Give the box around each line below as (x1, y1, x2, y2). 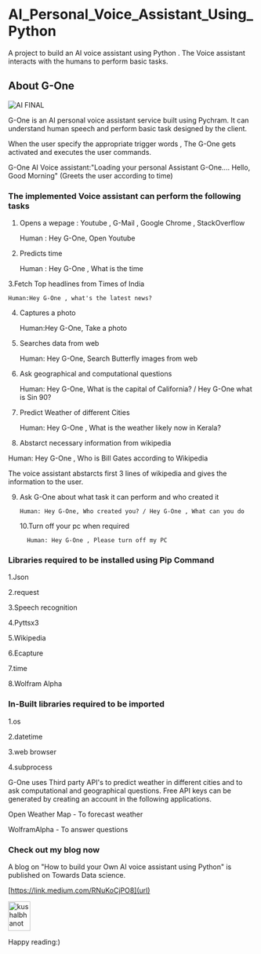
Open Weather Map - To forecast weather (8, 809, 143, 819)
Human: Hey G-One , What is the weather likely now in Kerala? (19, 423, 222, 433)
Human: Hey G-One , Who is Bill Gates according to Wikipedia (8, 453, 208, 463)
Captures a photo (19, 308, 76, 317)
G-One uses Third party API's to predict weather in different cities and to (8, 777, 243, 787)
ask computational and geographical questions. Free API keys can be (8, 786, 232, 795)
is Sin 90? (19, 393, 52, 402)
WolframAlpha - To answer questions (8, 824, 129, 834)
